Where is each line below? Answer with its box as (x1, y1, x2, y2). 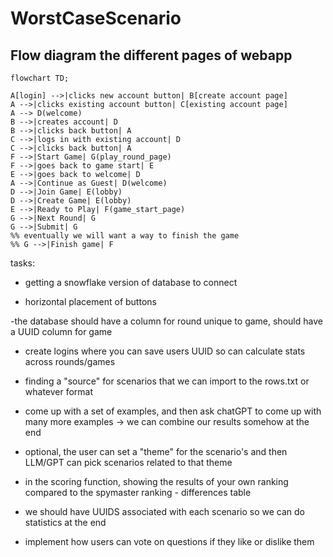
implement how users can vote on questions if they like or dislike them (24, 536, 315, 547)
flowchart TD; (10, 73, 70, 83)
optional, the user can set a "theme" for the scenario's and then (24, 446, 288, 457)
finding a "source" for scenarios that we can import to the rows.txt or (24, 375, 310, 387)
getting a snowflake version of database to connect (24, 277, 238, 288)
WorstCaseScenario (10, 7, 182, 30)
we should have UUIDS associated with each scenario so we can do (24, 506, 306, 517)
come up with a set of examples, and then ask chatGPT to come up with (24, 405, 322, 417)
